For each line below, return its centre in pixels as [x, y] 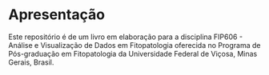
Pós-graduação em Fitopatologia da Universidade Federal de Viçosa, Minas [133, 53]
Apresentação [57, 15]
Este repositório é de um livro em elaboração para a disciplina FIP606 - [125, 37]
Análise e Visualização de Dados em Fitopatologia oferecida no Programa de [134, 45]
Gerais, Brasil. [31, 62]
